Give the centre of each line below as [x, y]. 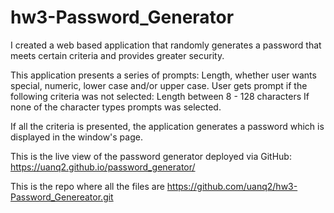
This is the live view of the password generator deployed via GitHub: [151, 156]
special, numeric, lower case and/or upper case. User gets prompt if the [159, 85]
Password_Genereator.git [62, 197]
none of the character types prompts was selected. [116, 107]
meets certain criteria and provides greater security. [117, 55]
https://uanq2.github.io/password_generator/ [103, 167]
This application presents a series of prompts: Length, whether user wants [163, 75]
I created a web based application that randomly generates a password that [166, 45]
